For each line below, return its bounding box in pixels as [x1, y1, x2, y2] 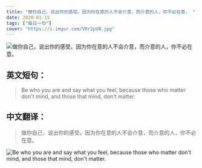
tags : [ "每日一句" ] [6, 20, 52, 26]
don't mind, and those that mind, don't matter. [21, 93, 136, 100]
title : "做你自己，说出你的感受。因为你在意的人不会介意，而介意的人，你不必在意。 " [6, 8, 195, 15]
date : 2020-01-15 [6, 15, 50, 21]
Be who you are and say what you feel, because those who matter [21, 86, 186, 94]
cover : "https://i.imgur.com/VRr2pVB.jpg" [6, 25, 115, 32]
